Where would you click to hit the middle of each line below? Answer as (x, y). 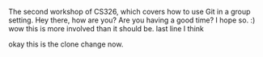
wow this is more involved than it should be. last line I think (106, 28)
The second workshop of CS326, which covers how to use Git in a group (129, 12)
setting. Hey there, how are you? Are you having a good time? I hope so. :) (132, 20)
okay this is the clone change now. (66, 44)
